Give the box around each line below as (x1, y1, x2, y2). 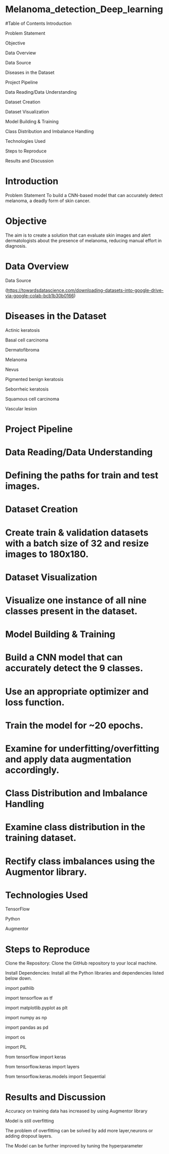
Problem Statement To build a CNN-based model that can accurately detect (5, 192, 163, 198)
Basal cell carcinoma (5, 337, 49, 343)
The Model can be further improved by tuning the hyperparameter (5, 1143, 143, 1149)
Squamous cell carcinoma (5, 396, 60, 402)
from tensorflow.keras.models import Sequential (5, 1073, 106, 1080)
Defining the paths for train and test (5, 470, 158, 481)
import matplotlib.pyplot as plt (5, 1005, 68, 1011)
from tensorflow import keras (5, 1054, 66, 1060)
